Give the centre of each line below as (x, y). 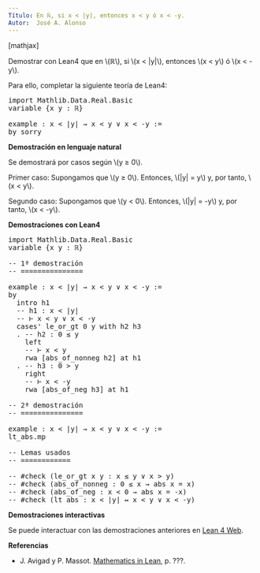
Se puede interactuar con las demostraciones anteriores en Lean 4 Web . (126, 530)
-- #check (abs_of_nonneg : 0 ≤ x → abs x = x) (102, 484)
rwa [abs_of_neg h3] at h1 (77, 389)
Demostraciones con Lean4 (54, 225)
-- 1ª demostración (46, 263)
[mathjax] (24, 45)
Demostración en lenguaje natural (65, 147)
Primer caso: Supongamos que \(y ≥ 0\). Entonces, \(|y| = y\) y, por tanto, (127, 177)
